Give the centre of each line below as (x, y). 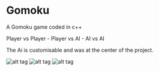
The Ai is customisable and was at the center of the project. (80, 50)
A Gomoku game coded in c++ (44, 27)
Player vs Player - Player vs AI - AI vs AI (55, 38)
